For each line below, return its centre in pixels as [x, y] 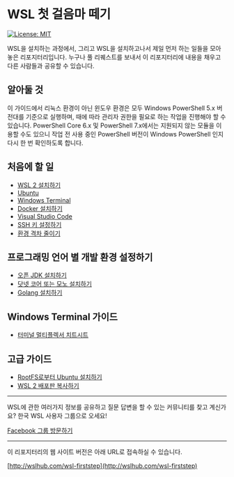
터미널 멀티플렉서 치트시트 [53, 335]
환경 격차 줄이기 [39, 233]
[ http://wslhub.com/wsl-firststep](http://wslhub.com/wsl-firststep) [102, 466]
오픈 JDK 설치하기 [42, 275]
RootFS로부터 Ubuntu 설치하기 [60, 377]
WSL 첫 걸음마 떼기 [59, 14]
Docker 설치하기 [40, 208]
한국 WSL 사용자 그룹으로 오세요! [62, 416]
